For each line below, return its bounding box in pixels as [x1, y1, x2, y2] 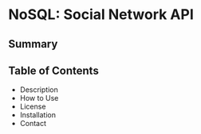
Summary [8, 37, 58, 51]
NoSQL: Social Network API [8, 6, 194, 24]
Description [19, 85, 58, 94]
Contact [19, 119, 46, 128]
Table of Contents [8, 63, 100, 77]
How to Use [19, 94, 59, 103]
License [19, 101, 46, 112]
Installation [19, 110, 57, 120]
